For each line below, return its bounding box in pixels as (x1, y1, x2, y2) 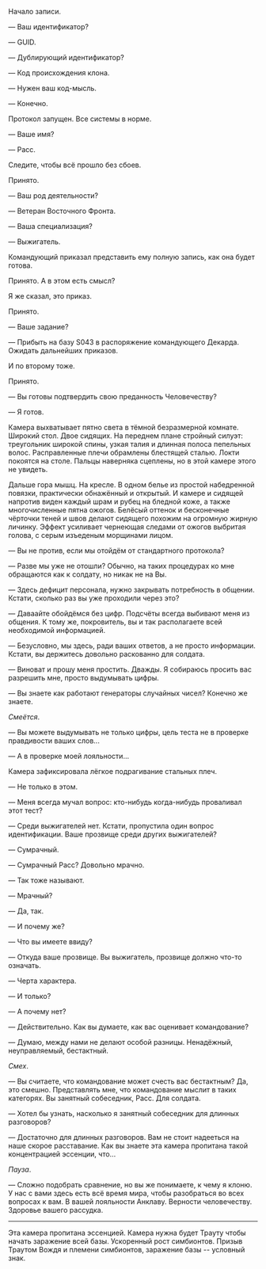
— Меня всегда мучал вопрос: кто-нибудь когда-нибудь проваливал (8, 798, 242, 806)
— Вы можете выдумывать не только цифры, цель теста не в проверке (8, 728, 249, 737)
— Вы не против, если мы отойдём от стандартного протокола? (8, 546, 225, 555)
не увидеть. (8, 465, 48, 474)
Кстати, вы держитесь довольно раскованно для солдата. (8, 650, 205, 658)
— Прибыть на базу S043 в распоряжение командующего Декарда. (8, 337, 240, 347)
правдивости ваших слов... (8, 736, 101, 745)
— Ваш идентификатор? (8, 22, 89, 31)
